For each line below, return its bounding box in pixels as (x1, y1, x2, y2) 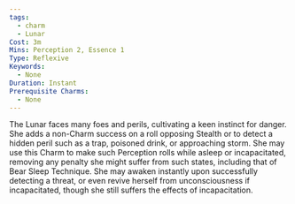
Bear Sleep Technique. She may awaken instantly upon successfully (9, 166, 259, 177)
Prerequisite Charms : (9, 87, 89, 95)
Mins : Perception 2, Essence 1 (9, 46, 125, 55)
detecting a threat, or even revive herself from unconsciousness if (9, 176, 251, 186)
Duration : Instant (9, 79, 77, 87)
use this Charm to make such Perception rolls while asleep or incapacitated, (9, 147, 286, 158)
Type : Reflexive (9, 54, 69, 63)
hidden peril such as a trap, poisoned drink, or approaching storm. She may (9, 138, 285, 148)
